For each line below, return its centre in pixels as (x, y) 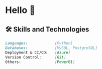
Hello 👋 (20, 10)
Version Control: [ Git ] (36, 57)
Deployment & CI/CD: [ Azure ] (38, 52)
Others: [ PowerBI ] (40, 62)
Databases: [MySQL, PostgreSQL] (52, 48)
